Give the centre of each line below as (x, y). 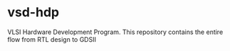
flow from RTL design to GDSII (52, 39)
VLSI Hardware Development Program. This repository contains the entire (115, 32)
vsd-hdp (33, 12)
